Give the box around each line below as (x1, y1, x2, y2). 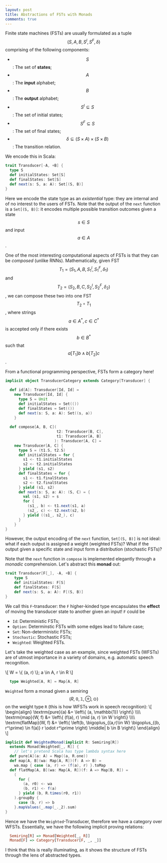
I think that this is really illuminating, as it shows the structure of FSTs (5, 847, 147, 853)
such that (5, 342, 25, 348)
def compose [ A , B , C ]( (9, 425, 57, 430)
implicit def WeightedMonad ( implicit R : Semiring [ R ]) (5, 740, 120, 745)
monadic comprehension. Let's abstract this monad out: (5, 561, 121, 567)
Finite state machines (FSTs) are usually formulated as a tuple (5, 30, 132, 36)
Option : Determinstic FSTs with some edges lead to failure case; (12, 623, 145, 629)
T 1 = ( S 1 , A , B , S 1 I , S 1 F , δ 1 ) (59, 265, 109, 274)
